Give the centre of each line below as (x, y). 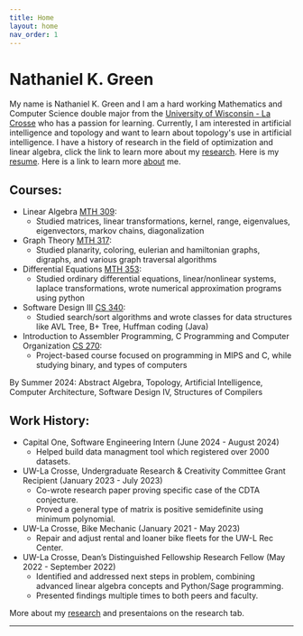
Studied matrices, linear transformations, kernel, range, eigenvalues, (163, 221)
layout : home (34, 26)
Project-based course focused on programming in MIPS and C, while (164, 355)
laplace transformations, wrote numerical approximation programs (159, 289)
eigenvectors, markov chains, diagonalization (120, 231)
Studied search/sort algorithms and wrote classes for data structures (164, 318)
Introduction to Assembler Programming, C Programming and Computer (156, 336)
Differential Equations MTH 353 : (82, 269)
